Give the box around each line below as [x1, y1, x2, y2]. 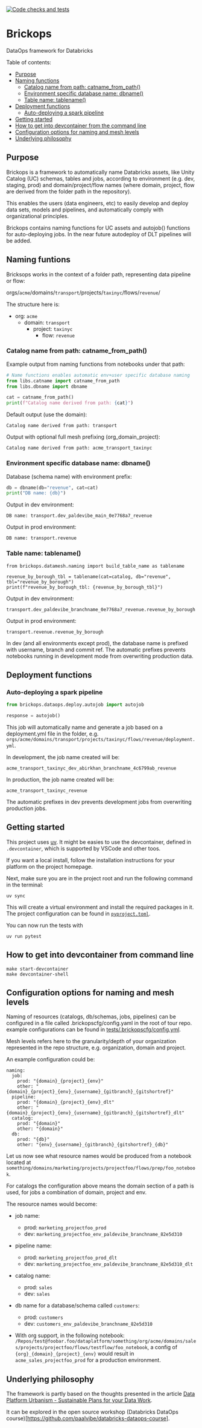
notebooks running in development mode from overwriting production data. [6, 652, 194, 660]
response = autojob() [6, 712, 61, 719]
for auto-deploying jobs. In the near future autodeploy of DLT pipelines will [6, 230, 192, 237]
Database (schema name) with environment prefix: [6, 473, 133, 480]
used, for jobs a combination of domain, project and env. [6, 1189, 147, 1196]
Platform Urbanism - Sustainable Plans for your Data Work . [6, 1396, 153, 1404]
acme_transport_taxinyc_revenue [6, 788, 87, 794]
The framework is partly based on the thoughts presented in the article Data [6, 1390, 195, 1398]
